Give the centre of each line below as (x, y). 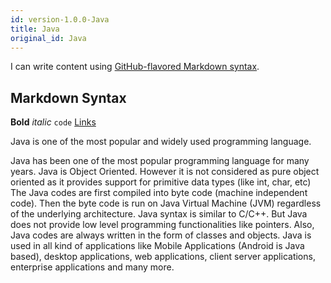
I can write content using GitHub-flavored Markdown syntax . (135, 67)
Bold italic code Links (53, 122)
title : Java (35, 29)
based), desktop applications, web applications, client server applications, (163, 257)
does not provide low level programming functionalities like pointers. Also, (162, 225)
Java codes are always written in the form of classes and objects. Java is (161, 235)
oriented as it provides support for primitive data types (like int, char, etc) (161, 182)
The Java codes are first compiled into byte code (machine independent (159, 193)
